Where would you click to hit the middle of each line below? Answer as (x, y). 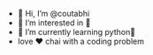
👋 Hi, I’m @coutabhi (54, 14)
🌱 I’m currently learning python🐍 (76, 32)
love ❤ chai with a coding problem (80, 41)
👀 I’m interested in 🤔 (54, 23)
